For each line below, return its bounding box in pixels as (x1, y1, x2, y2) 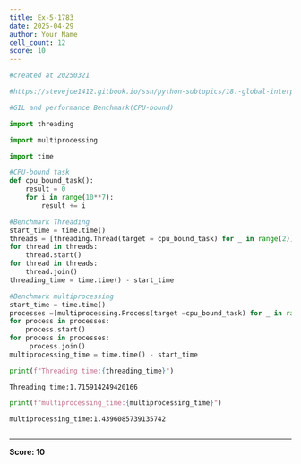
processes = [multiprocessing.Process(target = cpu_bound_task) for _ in (9, 308, 282, 318)
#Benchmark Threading (9, 217, 90, 227)
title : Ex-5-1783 (9, 13, 74, 22)
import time (9, 151, 54, 161)
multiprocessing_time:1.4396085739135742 (9, 414, 167, 424)
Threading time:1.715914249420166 (9, 382, 139, 391)
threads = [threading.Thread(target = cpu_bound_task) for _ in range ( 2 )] (9, 234, 295, 243)
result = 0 (25, 185, 66, 193)
